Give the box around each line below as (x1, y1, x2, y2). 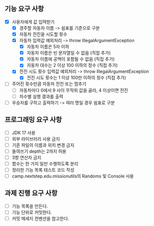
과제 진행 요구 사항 (4, 189, 58, 197)
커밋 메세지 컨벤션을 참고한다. (11, 215, 70, 222)
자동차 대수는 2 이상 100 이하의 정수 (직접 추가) (26, 62, 118, 68)
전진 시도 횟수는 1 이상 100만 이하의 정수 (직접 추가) (26, 75, 126, 81)
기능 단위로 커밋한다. (11, 209, 52, 215)
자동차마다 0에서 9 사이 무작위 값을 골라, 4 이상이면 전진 (19, 87, 128, 93)
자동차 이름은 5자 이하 (26, 44, 70, 50)
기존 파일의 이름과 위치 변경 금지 (11, 142, 75, 148)
